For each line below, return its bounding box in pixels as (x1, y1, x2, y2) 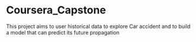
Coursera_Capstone (6, 3, 106, 17)
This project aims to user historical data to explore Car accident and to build (6, 23, 191, 30)
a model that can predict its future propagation (6, 29, 120, 36)
